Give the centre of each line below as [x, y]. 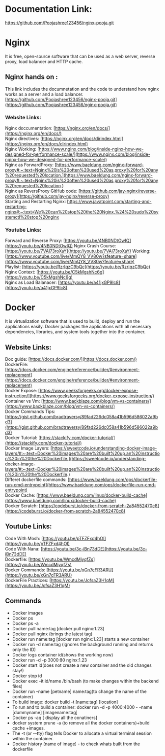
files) [17, 686]
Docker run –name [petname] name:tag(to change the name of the [79, 691]
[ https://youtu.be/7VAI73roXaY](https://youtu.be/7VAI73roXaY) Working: [78, 251]
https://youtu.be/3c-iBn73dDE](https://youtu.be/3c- [95, 549]
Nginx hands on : [31, 77]
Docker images [27, 613]
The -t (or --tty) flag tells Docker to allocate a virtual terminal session [82, 733]
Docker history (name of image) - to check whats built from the [76, 744]
